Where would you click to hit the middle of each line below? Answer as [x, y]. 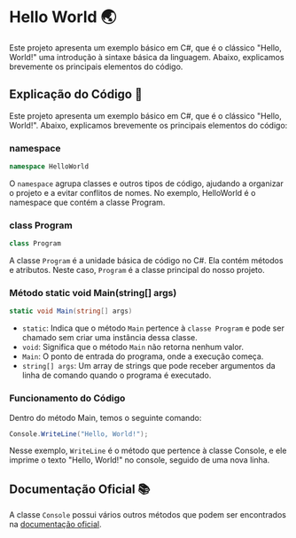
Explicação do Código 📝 [76, 94]
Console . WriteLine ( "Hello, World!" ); [79, 434]
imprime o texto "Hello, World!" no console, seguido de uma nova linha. [140, 460]
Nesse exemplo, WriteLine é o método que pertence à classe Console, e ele [148, 451]
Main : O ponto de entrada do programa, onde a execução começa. [143, 356]
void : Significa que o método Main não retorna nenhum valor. [132, 347]
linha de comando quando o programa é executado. [117, 375]
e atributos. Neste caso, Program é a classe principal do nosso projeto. [137, 270]
